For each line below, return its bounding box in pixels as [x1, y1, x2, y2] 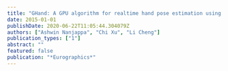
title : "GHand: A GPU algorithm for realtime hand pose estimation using [7, 9, 222, 17]
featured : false [7, 48, 53, 55]
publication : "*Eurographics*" [7, 54, 96, 61]
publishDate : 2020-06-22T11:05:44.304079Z [7, 22, 130, 29]
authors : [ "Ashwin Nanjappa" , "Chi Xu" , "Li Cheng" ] [7, 28, 160, 36]
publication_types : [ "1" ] [7, 35, 81, 42]
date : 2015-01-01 [7, 16, 57, 23]
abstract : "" [7, 41, 44, 48]
